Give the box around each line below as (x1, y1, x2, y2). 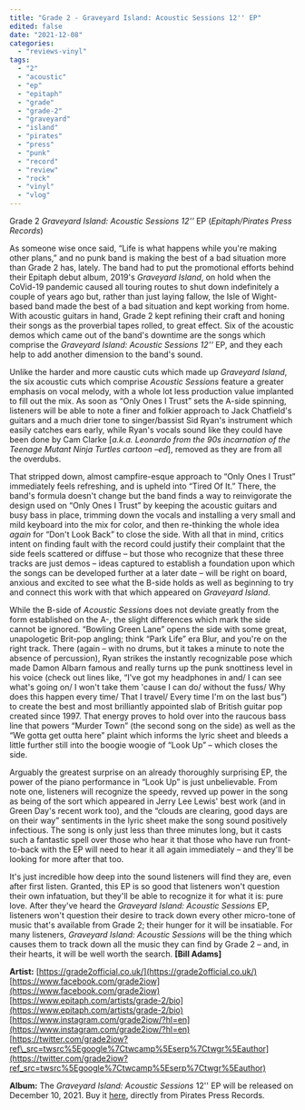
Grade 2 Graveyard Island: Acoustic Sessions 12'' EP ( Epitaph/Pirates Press (9, 215, 292, 226)
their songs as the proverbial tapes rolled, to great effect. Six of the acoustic (9, 320, 295, 331)
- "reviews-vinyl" (17, 47, 88, 56)
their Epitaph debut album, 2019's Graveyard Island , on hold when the (9, 272, 271, 282)
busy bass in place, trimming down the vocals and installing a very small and (9, 510, 296, 520)
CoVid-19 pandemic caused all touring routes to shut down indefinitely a (9, 282, 280, 292)
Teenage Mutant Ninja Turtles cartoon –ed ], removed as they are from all (9, 444, 282, 454)
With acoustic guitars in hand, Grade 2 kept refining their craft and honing (9, 311, 286, 321)
